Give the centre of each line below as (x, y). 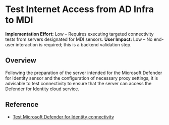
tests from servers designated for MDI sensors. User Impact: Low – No (79, 39)
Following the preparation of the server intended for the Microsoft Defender (84, 73)
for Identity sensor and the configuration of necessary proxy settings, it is (82, 78)
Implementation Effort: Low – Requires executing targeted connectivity (79, 34)
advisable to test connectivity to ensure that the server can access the (78, 83)
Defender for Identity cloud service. (42, 89)
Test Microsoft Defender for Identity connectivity (63, 116)
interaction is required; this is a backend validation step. (74, 44)
